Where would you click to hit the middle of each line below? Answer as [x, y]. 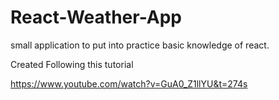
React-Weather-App [96, 17]
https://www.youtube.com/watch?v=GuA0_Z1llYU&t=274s [129, 83]
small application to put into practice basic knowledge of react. [140, 45]
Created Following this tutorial [72, 64]
